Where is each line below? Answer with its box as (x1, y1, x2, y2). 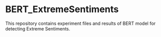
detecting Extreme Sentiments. (5, 25, 71, 31)
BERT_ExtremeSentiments (5, 4, 119, 15)
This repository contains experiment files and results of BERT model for (5, 20, 156, 26)
